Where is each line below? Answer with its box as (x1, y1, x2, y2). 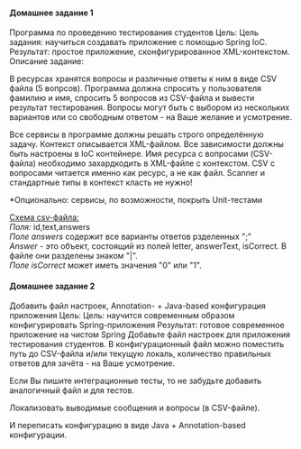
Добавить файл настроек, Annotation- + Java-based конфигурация (9, 300, 266, 311)
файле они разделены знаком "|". (9, 251, 138, 261)
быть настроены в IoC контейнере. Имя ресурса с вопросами (9, 149, 249, 160)
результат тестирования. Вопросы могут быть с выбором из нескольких (9, 102, 290, 113)
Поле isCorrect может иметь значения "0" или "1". (9, 260, 203, 270)
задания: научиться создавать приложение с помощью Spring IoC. (9, 37, 268, 48)
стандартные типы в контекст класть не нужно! (9, 177, 193, 188)
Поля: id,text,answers (9, 222, 90, 233)
